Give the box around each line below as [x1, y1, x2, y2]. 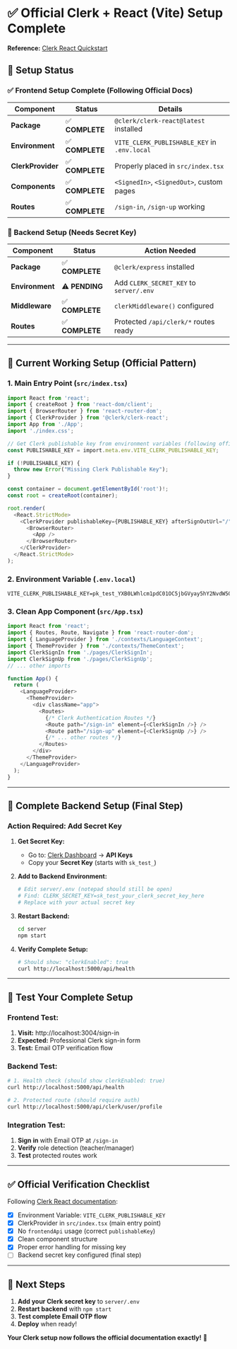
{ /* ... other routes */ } [44, 734, 121, 741]
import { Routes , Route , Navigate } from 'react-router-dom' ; [7, 629, 194, 636]
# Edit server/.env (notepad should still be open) [17, 886, 173, 893]
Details [158, 104, 183, 114]
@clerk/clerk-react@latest [114, 117, 205, 125]
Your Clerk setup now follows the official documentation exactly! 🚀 [7, 1333, 208, 1342]
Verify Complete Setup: [17, 945, 88, 953]
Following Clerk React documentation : [7, 1197, 119, 1205]
